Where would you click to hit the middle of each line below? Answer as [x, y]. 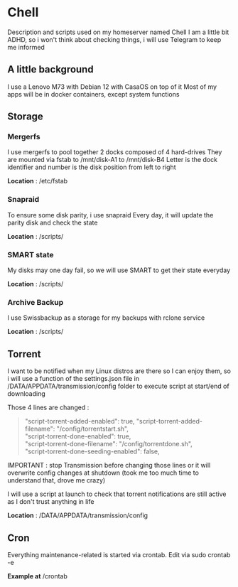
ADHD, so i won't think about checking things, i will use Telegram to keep [114, 39]
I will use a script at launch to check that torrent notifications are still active [117, 494]
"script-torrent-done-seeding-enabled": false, [92, 451]
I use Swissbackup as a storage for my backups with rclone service [106, 318]
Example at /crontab [37, 576]
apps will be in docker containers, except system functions [93, 94]
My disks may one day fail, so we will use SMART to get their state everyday [119, 270]
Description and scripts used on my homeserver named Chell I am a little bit [118, 32]
